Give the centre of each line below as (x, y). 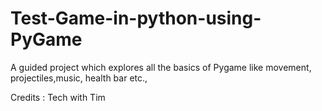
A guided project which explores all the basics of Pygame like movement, (161, 67)
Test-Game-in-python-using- (136, 18)
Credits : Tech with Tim (58, 97)
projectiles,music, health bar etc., (79, 78)
